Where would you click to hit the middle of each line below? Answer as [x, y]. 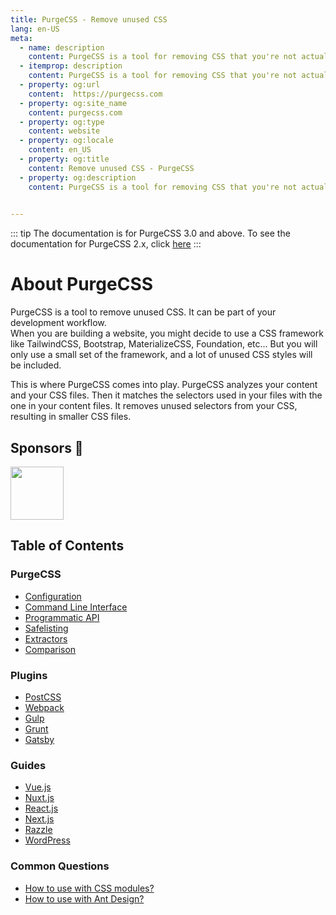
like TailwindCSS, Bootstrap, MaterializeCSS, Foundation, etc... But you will [164, 344]
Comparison [50, 649]
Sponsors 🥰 [47, 447]
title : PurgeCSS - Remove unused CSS [89, 19]
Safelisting [46, 628]
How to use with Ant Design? [84, 898]
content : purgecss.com [75, 112]
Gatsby [39, 739]
